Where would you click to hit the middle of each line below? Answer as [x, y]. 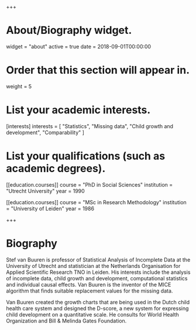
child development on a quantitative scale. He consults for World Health [93, 314]
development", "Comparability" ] [45, 132]
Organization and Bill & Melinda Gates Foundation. [66, 321]
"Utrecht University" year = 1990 [45, 191]
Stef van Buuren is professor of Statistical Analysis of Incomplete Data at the [98, 259]
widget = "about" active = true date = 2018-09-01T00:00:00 [78, 46]
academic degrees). [56, 169]
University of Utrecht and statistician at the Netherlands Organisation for [93, 266]
